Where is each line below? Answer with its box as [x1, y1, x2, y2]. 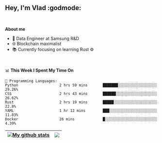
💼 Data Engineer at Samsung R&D [12, 35, 79, 41]
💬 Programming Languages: [5, 79, 57, 83]
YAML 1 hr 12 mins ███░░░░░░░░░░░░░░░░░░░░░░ [5, 108, 158, 113]
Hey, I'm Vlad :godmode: [5, 4, 81, 12]
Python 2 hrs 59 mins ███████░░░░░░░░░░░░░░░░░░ [5, 82, 158, 88]
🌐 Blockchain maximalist [12, 41, 62, 47]
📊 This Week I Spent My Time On [5, 67, 74, 73]
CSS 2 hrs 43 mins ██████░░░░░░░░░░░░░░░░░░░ [5, 91, 158, 96]
